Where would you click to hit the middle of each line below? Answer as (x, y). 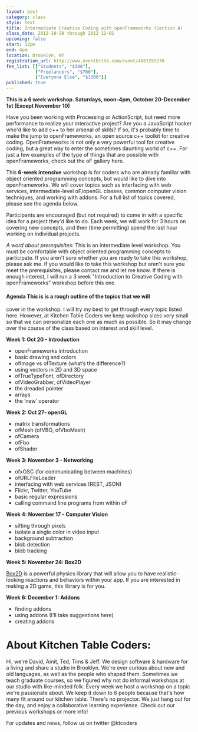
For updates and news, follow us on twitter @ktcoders (72, 723)
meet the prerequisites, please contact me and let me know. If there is (91, 270)
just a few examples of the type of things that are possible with (82, 155)
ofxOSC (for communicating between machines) (73, 472)
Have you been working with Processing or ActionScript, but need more (93, 117)
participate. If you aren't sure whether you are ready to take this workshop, (97, 258)
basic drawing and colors (45, 357)
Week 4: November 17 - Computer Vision (57, 514)
